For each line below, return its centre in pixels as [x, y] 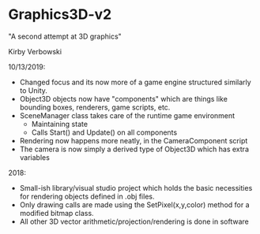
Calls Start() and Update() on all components [104, 132]
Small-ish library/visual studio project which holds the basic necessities [136, 188]
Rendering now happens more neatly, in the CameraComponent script [134, 140]
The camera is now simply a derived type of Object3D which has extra [134, 149]
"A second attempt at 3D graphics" [65, 36]
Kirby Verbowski [35, 51]
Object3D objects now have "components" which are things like [123, 98]
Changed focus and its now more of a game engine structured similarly [135, 82]
